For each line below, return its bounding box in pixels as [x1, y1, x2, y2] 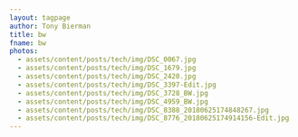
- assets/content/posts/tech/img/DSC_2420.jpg [17, 72, 197, 81]
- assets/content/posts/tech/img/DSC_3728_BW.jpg [17, 88, 208, 97]
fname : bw [9, 38, 47, 48]
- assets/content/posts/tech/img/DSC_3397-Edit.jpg [17, 80, 217, 89]
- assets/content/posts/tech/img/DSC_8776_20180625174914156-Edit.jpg [17, 114, 290, 123]
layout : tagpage [9, 13, 71, 23]
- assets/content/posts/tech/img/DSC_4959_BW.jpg [17, 96, 208, 106]
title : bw [9, 30, 47, 39]
